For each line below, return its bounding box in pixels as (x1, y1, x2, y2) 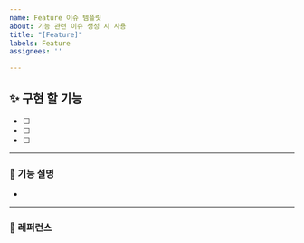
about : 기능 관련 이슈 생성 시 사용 (9, 22, 127, 31)
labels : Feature (9, 38, 71, 48)
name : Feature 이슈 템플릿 (9, 13, 102, 23)
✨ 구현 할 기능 (9, 91, 83, 106)
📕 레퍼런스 (9, 221, 52, 234)
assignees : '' (9, 47, 63, 56)
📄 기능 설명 (9, 167, 54, 180)
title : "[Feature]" (9, 30, 83, 39)
